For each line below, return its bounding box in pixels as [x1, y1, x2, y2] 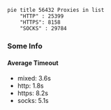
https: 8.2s [17, 89, 49, 97]
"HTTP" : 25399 [20, 13, 64, 20]
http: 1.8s [17, 81, 44, 90]
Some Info [7, 41, 43, 50]
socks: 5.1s [17, 97, 49, 105]
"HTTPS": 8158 [20, 19, 61, 26]
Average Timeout [7, 58, 59, 67]
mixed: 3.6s [17, 74, 51, 83]
